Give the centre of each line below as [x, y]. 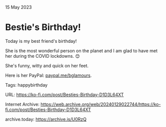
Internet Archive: [22, 104]
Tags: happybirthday [26, 85]
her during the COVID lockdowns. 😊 [42, 56]
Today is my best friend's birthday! [41, 41]
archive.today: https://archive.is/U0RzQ [46, 119]
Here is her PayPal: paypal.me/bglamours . [48, 75]
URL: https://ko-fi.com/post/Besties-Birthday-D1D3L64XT [64, 95]
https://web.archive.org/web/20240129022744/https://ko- [101, 104]
